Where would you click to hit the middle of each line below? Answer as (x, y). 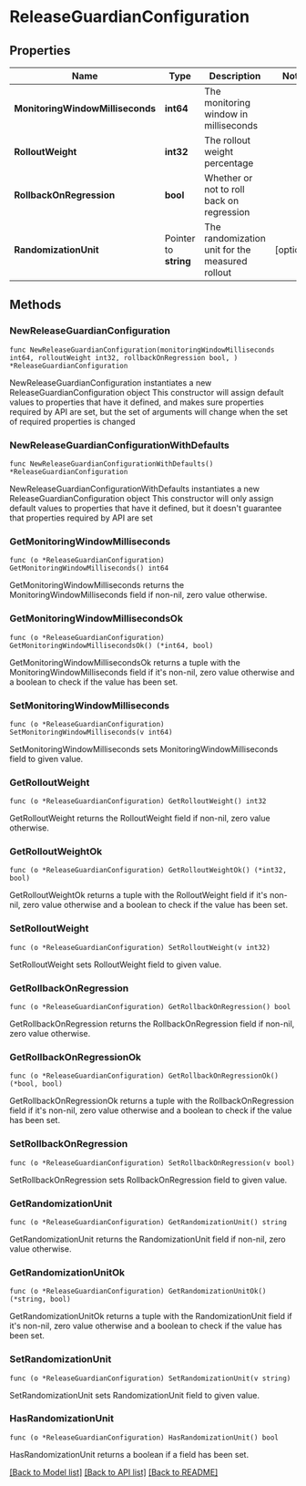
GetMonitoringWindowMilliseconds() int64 (89, 568)
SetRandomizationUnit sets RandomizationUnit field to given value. (134, 1395)
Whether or (229, 178)
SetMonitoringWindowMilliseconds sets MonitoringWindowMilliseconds (144, 748)
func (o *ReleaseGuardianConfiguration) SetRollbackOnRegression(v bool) (153, 1163)
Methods (36, 305)
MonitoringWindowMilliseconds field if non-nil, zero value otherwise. (138, 595)
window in (226, 114)
